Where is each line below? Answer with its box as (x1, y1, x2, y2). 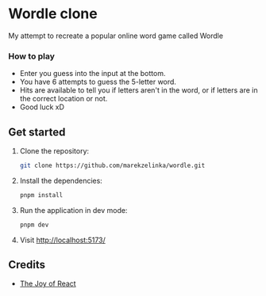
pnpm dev (19, 221, 49, 229)
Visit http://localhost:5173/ (19, 235, 106, 245)
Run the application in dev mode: (19, 205, 128, 214)
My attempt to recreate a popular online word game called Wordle (8, 31, 224, 40)
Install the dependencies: (19, 176, 103, 185)
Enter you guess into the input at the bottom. (19, 69, 166, 78)
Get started (8, 125, 66, 139)
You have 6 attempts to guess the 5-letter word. (19, 77, 177, 87)
